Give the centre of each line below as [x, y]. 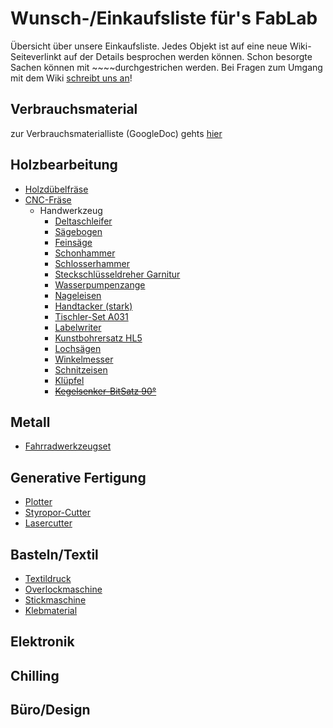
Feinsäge [73, 242]
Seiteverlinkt [36, 56]
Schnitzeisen [81, 369]
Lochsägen [78, 348]
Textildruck [48, 578]
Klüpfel [69, 380]
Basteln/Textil [54, 554]
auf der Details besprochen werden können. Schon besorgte [188, 56]
